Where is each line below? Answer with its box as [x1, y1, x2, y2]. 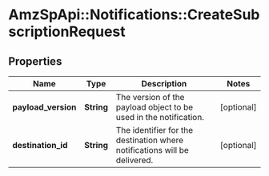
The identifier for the [115, 125, 194, 135]
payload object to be [115, 102, 194, 113]
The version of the [115, 92, 185, 102]
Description [141, 78, 187, 89]
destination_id [12, 140, 68, 150]
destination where [115, 134, 184, 146]
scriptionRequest [8, 22, 126, 41]
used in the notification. [115, 112, 204, 122]
